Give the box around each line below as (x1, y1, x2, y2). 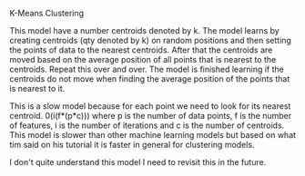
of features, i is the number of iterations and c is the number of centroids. (9, 120, 285, 131)
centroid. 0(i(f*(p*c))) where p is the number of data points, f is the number (9, 111, 292, 121)
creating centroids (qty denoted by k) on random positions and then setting (9, 35, 291, 45)
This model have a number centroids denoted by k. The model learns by (9, 25, 280, 35)
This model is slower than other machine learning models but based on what (9, 130, 297, 140)
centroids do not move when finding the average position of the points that (9, 73, 290, 84)
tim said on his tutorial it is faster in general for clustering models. (9, 140, 255, 150)
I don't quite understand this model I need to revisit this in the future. (9, 157, 267, 167)
